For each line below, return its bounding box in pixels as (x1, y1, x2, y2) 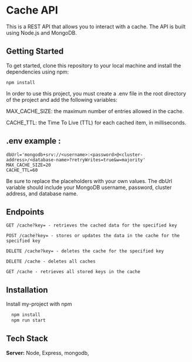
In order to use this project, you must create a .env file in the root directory (6, 89, 187, 97)
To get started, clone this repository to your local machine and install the (6, 62, 181, 69)
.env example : (6, 136, 61, 146)
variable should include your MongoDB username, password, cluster (6, 184, 172, 191)
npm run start (11, 317, 46, 324)
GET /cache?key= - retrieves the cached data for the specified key (6, 222, 177, 228)
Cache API (6, 4, 59, 17)
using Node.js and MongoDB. (6, 29, 78, 36)
